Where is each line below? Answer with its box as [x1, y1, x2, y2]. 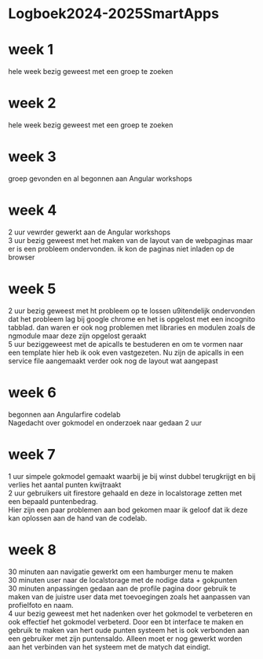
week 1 [8, 41, 53, 59]
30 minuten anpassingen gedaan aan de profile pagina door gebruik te [8, 584, 237, 593]
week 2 [8, 94, 57, 112]
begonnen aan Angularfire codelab [8, 410, 121, 419]
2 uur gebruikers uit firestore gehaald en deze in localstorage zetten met [8, 488, 243, 498]
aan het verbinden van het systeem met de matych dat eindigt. [8, 642, 211, 651]
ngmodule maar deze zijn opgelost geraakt [8, 331, 147, 341]
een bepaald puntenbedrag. [8, 496, 98, 506]
